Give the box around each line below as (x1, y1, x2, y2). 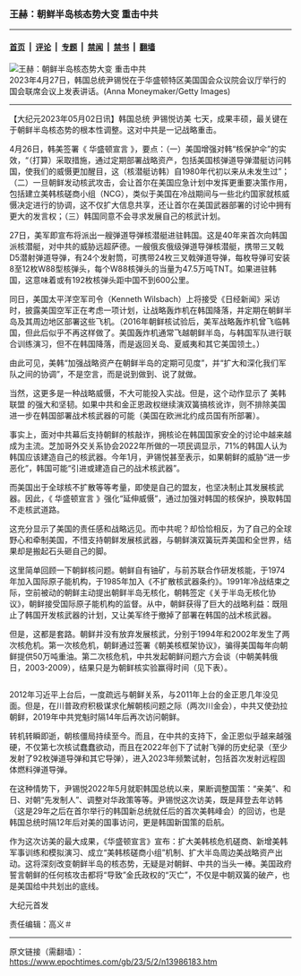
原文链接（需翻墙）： (9, 946, 84, 956)
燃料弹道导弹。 (16, 764, 73, 774)
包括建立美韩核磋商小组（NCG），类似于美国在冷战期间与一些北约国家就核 (9, 188, 282, 199)
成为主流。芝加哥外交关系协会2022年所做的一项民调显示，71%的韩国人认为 (9, 440, 288, 451)
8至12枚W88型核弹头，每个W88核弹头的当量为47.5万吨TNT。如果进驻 (9, 263, 270, 274)
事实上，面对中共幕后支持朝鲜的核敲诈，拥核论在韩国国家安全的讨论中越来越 (9, 428, 292, 440)
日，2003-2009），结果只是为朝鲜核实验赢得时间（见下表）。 (9, 661, 233, 673)
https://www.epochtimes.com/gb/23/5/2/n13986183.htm (9, 956, 218, 967)
